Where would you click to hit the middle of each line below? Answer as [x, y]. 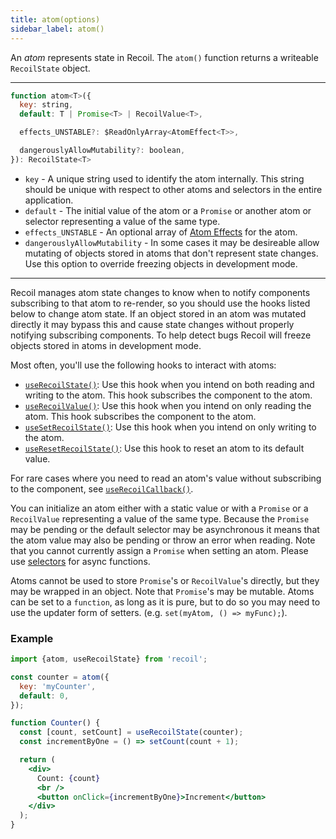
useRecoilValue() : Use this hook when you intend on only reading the [168, 405]
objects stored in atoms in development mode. [106, 345]
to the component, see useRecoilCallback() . [102, 488]
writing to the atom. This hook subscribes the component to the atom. [168, 395]
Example [32, 638]
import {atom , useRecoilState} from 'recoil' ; [109, 659]
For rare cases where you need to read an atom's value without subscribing [166, 478]
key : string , [46, 105]
